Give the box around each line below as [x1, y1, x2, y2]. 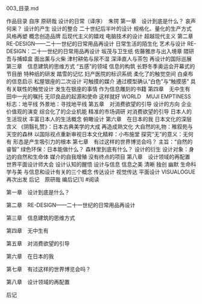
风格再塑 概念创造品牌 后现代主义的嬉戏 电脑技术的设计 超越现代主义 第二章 [6, 33, 194, 40]
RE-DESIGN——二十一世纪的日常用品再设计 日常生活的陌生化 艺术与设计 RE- [6, 40, 197, 47]
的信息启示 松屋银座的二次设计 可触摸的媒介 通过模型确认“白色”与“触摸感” [6, 78, 189, 85]
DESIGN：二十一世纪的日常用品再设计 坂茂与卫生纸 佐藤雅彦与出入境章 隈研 [6, 48, 195, 55]
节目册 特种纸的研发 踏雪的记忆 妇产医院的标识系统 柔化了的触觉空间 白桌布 [6, 71, 194, 77]
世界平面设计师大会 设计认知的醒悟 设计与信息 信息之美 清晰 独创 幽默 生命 [6, 161, 191, 168]
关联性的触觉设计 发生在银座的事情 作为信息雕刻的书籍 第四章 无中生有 [11, 86, 191, 92]
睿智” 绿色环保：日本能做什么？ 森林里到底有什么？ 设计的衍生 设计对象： [6, 146, 189, 153]
